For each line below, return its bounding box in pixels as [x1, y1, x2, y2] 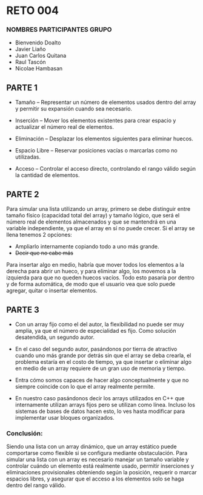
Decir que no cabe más [15, 250, 74, 257]
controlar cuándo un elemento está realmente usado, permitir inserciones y [6, 462, 195, 469]
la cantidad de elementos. [15, 171, 80, 179]
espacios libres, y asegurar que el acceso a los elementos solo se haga [6, 475, 184, 483]
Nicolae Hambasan [15, 65, 63, 72]
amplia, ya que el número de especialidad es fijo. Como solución [15, 327, 176, 334]
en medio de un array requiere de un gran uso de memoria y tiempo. [15, 364, 186, 372]
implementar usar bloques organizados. [15, 414, 115, 421]
